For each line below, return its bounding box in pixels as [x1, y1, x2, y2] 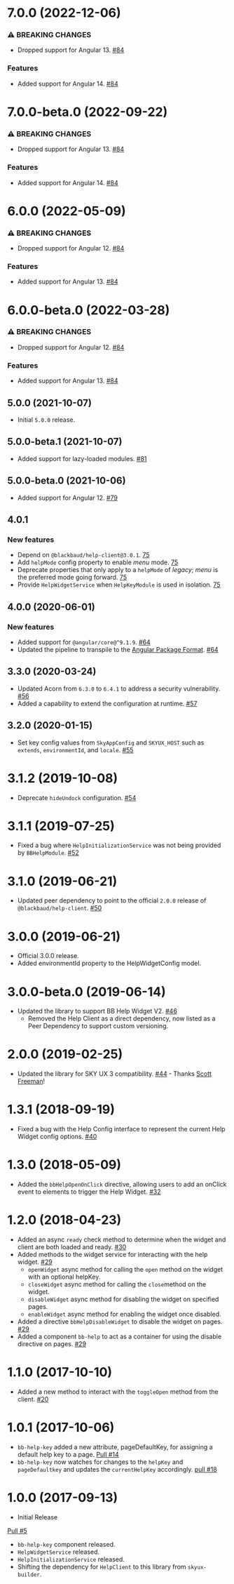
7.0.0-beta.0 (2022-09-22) [7, 104, 168, 120]
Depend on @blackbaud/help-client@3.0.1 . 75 [17, 551, 150, 559]
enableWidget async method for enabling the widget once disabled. [27, 1310, 222, 1318]
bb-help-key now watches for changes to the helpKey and [17, 1458, 184, 1466]
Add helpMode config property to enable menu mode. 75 [17, 558, 179, 566]
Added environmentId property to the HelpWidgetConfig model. [17, 959, 202, 968]
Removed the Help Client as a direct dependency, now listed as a [27, 1014, 216, 1023]
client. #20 [17, 1395, 49, 1403]
